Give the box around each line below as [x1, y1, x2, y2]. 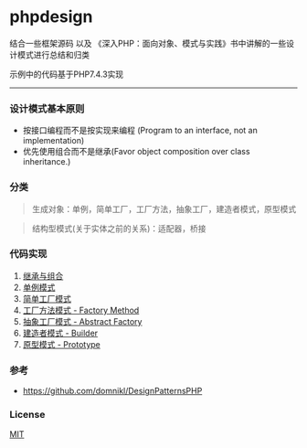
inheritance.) [22, 156, 71, 167]
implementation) [22, 135, 85, 146]
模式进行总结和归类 [16, 48, 90, 60]
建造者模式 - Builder [22, 327, 99, 338]
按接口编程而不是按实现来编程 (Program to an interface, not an [22, 125, 259, 136]
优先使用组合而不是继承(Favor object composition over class [22, 146, 250, 157]
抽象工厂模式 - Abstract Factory [22, 315, 143, 326]
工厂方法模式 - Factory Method [22, 304, 140, 315]
